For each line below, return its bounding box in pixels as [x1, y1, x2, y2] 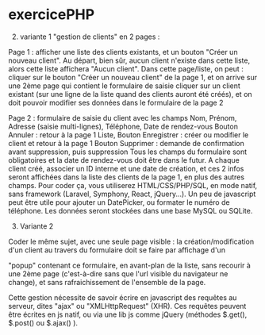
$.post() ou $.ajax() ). [8, 318, 78, 327]
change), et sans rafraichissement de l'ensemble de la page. [8, 277, 206, 287]
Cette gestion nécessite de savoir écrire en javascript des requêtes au [8, 292, 237, 302]
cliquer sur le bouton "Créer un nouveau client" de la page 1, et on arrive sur [8, 72, 258, 82]
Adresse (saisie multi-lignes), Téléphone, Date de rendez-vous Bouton [8, 121, 238, 131]
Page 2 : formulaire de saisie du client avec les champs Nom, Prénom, [8, 113, 237, 122]
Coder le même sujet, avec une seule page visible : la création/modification [8, 237, 255, 246]
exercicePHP [8, 6, 95, 24]
